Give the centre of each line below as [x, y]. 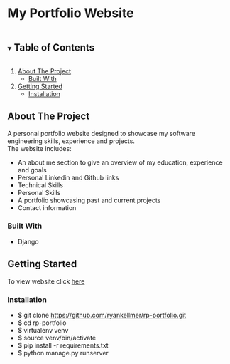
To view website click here [46, 281]
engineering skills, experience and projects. [71, 141]
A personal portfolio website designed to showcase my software [102, 133]
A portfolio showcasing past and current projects [89, 200]
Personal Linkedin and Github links [68, 177]
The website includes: [40, 148]
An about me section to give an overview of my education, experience [120, 162]
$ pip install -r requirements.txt [63, 345]
